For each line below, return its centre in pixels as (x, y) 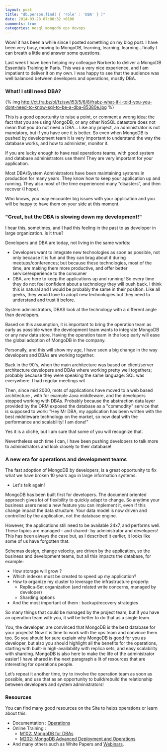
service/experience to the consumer (49, 273)
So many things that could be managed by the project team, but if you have (82, 612)
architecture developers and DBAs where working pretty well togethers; (79, 370)
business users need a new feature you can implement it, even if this (75, 505)
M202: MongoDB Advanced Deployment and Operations (78, 739)
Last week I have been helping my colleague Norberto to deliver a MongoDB (83, 63)
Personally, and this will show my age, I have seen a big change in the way (81, 350)
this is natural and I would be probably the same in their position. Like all (86, 289)
